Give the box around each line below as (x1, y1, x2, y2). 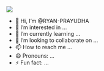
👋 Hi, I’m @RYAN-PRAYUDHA (15, 18, 89, 24)
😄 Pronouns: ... (15, 52, 55, 59)
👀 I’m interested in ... (15, 24, 67, 31)
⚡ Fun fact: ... (15, 59, 49, 66)
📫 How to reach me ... (15, 44, 72, 50)
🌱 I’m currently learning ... (15, 30, 81, 37)
